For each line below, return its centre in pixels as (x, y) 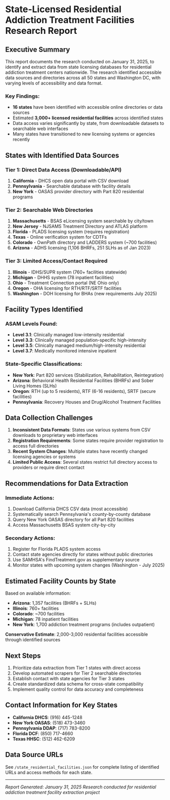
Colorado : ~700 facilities (38, 614)
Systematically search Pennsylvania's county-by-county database (81, 514)
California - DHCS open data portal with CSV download (71, 181)
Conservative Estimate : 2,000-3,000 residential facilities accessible (77, 634)
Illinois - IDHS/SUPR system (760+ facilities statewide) (70, 272)
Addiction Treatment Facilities (70, 20)
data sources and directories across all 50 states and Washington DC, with (83, 78)
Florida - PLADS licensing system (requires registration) (71, 232)
